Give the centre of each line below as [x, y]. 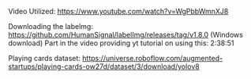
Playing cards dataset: [45, 58]
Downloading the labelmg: [51, 26]
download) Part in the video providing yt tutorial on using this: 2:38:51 [121, 43]
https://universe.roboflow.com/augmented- [153, 58]
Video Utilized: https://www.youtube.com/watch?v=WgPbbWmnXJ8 [118, 11]
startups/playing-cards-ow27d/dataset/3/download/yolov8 [104, 66]
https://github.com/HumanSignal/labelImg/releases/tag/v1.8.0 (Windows [126, 35]
